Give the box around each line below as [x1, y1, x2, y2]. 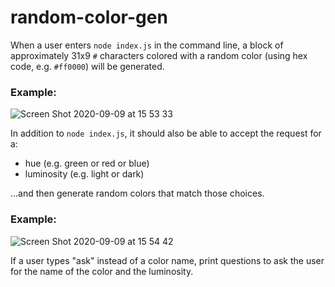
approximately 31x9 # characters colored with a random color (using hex [10, 49, 308, 61]
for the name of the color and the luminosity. [10, 265, 194, 277]
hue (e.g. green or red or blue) [24, 157, 150, 170]
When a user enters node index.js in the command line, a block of [10, 39, 284, 51]
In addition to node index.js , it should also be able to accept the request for [10, 127, 322, 140]
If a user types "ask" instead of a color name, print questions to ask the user [10, 254, 325, 266]
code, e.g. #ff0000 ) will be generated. [10, 60, 165, 72]
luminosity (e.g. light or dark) [24, 168, 145, 180]
